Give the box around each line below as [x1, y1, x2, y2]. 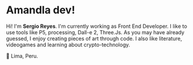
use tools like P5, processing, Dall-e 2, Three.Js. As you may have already [6, 28, 185, 35]
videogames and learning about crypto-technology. [6, 41, 130, 48]
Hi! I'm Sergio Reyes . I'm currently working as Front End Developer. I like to [6, 23, 187, 30]
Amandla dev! [6, 3, 75, 17]
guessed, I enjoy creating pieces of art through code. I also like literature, [6, 35, 182, 42]
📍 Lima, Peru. [6, 52, 39, 59]
